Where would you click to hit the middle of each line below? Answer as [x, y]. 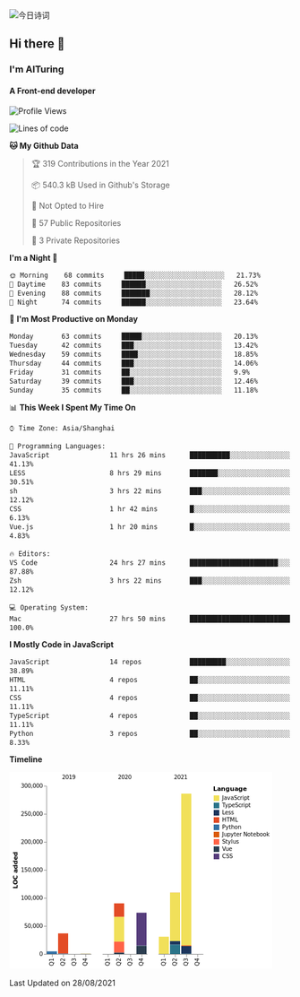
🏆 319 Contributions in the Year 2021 [100, 163]
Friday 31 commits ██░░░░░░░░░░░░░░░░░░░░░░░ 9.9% [130, 372]
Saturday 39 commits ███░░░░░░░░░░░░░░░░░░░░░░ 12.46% [133, 381]
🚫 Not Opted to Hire [68, 205]
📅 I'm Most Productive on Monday [74, 318]
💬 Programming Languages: [57, 446]
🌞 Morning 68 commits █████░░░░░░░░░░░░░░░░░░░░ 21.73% [135, 275]
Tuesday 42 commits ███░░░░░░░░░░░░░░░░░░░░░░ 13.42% [133, 345]
